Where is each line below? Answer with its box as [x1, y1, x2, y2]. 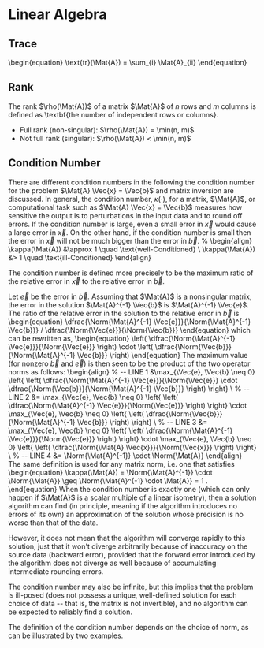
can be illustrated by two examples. [8, 631, 124, 640]
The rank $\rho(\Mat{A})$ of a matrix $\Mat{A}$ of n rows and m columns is [8, 101, 256, 111]
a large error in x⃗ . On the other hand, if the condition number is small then [8, 227, 251, 237]
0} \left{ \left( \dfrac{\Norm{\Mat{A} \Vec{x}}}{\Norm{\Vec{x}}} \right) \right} [8, 442, 257, 452]
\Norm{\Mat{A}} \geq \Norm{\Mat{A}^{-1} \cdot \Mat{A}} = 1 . [8, 475, 208, 486]
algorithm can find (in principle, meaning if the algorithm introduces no [8, 501, 238, 510]
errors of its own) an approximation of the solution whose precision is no [8, 509, 244, 519]
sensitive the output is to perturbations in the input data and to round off [8, 210, 243, 220]
